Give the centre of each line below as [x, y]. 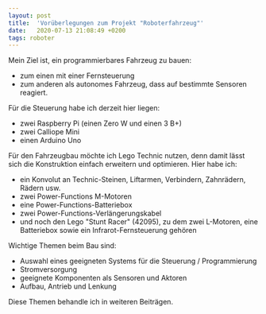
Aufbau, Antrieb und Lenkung [68, 286]
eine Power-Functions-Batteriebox [76, 205]
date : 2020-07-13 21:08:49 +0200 [67, 30]
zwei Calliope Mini [50, 132]
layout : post [30, 16]
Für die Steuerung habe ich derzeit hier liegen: [84, 108]
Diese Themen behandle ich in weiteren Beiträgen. [91, 302]
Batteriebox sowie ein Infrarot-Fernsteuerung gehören [108, 231]
